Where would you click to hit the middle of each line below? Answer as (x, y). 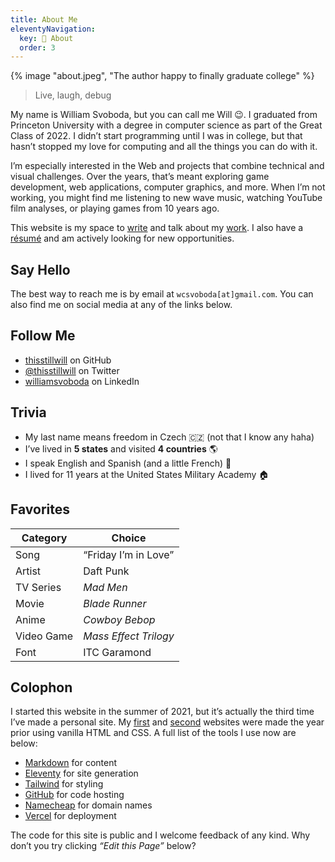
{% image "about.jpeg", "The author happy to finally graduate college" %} (162, 76)
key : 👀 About (46, 38)
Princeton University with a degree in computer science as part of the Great (166, 125)
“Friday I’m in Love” (129, 554)
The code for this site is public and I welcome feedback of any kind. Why (160, 835)
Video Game (44, 636)
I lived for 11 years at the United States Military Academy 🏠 (147, 474)
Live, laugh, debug (73, 95)
